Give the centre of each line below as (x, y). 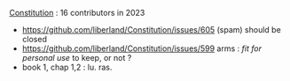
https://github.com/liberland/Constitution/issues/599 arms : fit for (141, 48)
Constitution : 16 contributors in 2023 (77, 13)
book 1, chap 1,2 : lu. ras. (67, 67)
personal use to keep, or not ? (77, 58)
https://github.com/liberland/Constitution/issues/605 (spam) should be (151, 29)
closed (34, 39)
